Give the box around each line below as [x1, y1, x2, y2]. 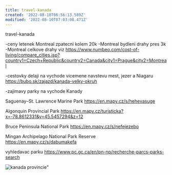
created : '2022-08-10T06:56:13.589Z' [5, 12, 86, 17]
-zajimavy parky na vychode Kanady [5, 88, 83, 94]
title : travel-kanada [5, 7, 52, 13]
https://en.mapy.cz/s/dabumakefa [5, 139, 77, 145]
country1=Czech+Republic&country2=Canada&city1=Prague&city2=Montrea [5, 57, 167, 64]
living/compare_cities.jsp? [5, 52, 60, 58]
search [5, 154, 20, 161]
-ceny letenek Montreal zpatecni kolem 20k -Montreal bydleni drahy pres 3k [5, 41, 166, 47]
